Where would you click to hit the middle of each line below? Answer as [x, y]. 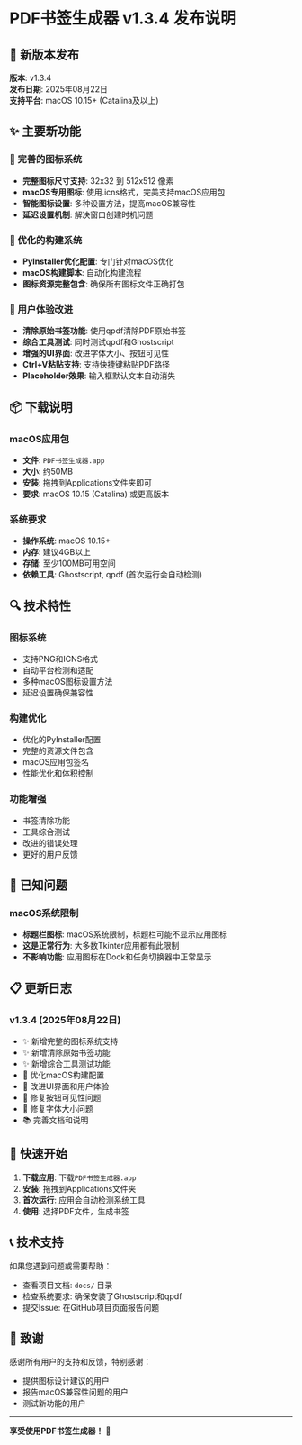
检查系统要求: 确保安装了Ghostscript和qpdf [102, 1296]
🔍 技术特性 [40, 606]
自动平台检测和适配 [58, 670]
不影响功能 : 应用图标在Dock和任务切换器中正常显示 [117, 957]
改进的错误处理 [50, 842]
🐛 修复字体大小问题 [58, 1108]
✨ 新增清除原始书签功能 [66, 1052]
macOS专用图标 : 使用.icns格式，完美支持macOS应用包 [124, 192]
